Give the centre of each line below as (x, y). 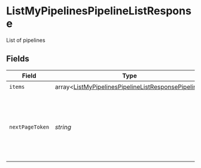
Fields (18, 59)
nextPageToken (29, 127)
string (63, 127)
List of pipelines (26, 40)
